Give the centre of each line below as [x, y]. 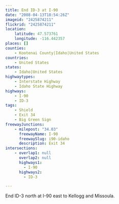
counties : [16, 48]
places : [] [17, 44]
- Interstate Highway [37, 81]
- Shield [24, 110]
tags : [11, 106]
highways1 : [30, 162]
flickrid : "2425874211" [31, 24]
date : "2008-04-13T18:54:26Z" [38, 15]
